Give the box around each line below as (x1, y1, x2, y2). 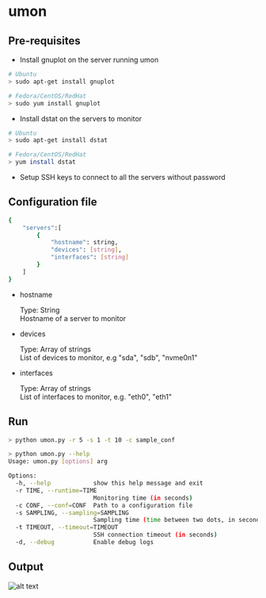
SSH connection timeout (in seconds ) (93, 531, 218, 539)
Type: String (19, 305, 60, 315)
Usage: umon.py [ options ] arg (8, 458, 108, 466)
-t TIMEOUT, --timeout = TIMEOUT (15, 523, 119, 531)
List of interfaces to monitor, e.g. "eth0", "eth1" (19, 392, 173, 401)
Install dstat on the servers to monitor (19, 113, 142, 123)
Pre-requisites (8, 34, 81, 48)
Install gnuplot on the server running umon (19, 55, 159, 64)
